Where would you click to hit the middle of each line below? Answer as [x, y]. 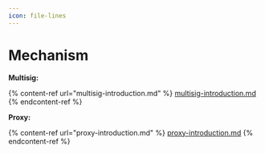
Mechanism [49, 55]
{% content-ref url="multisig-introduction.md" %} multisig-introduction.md [132, 93]
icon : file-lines [37, 16]
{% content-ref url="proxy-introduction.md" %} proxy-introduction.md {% [131, 132]
